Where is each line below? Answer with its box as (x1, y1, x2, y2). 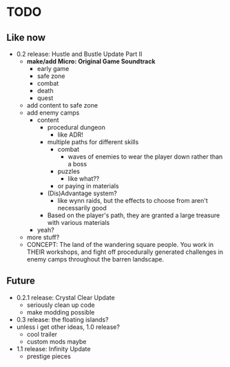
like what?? (67, 175, 100, 183)
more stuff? (26, 233, 60, 241)
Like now (6, 32, 46, 43)
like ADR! (57, 130, 84, 139)
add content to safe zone (26, 101, 98, 109)
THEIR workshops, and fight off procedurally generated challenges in (26, 248, 223, 256)
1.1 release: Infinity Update (16, 344, 91, 353)
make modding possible (26, 308, 95, 316)
